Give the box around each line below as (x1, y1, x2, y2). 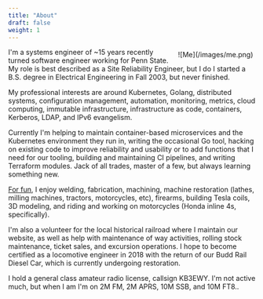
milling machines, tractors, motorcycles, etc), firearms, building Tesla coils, (8, 193, 250, 202)
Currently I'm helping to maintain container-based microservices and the (8, 128, 243, 137)
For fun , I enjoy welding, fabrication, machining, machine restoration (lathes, (8, 185, 255, 195)
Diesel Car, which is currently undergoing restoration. (8, 258, 181, 268)
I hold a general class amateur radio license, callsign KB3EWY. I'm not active (8, 274, 256, 283)
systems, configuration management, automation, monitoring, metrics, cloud (8, 96, 256, 106)
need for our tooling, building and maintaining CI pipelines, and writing (8, 153, 236, 162)
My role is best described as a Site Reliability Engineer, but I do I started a (8, 64, 246, 74)
